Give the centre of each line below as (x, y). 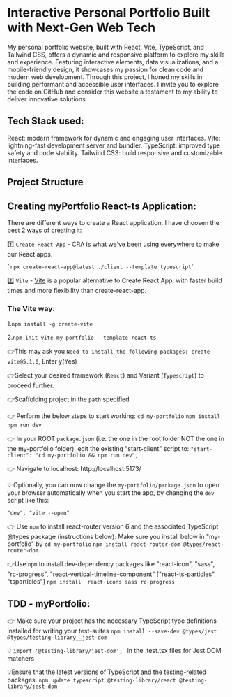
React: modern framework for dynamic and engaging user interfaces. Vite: (114, 138)
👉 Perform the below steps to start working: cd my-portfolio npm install (114, 416)
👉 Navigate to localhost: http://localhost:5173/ (74, 469)
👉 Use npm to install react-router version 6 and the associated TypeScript (113, 526)
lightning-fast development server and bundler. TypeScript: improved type (114, 145)
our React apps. (30, 254)
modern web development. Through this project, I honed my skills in (105, 77)
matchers (21, 659)
